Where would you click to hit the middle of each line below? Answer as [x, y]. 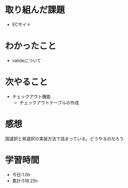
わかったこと [31, 46]
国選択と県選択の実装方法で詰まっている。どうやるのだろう [64, 138]
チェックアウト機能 [31, 96]
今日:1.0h [21, 174]
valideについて [27, 60]
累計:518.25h [25, 181]
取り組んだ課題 [35, 10]
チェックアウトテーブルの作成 [49, 103]
